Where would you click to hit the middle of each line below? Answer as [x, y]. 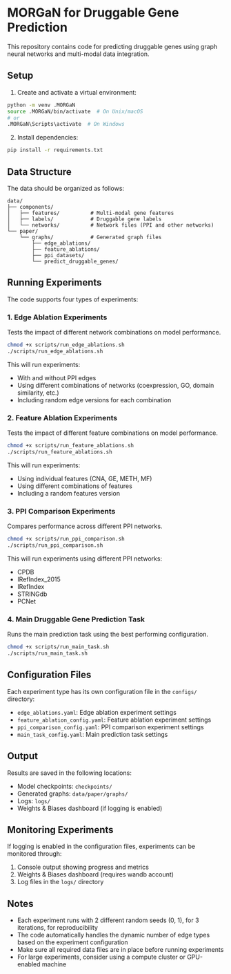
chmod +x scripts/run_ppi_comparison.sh [66, 539]
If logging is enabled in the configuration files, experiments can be [101, 846]
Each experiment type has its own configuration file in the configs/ [102, 691]
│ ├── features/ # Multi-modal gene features [91, 213]
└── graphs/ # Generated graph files [91, 237]
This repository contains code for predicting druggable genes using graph [112, 46]
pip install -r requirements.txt [55, 150]
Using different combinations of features [74, 486]
